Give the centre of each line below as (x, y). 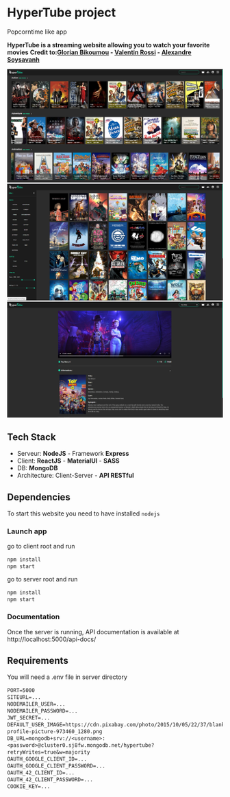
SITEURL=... (24, 697)
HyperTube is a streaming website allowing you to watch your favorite (108, 45)
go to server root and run (42, 579)
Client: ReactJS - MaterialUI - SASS (68, 461)
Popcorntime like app (37, 32)
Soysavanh (23, 59)
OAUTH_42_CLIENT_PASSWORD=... (50, 780)
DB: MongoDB (37, 468)
